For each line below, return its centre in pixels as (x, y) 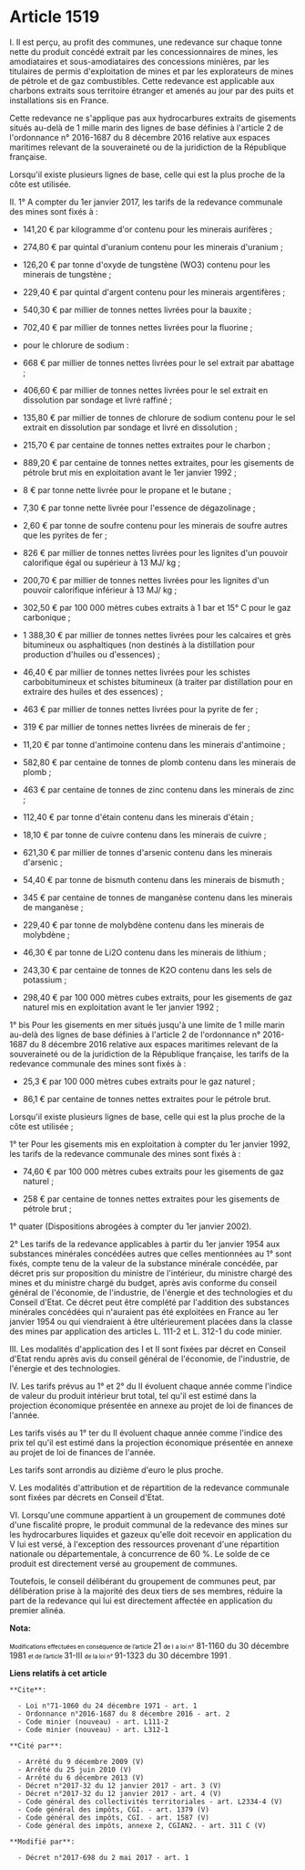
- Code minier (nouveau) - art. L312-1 (93, 1729)
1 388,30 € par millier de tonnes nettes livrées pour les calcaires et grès (157, 635)
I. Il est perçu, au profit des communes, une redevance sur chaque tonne (146, 42)
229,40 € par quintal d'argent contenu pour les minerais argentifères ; (154, 292)
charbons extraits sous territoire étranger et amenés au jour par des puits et (152, 90)
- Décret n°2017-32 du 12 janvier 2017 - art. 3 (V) (120, 1786)
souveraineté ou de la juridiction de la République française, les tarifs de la (149, 1054)
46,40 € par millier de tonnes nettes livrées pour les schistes (136, 672)
